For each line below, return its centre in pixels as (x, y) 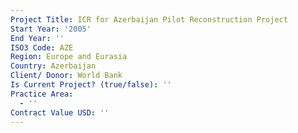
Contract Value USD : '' (60, 112)
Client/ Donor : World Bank (66, 76)
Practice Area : (42, 94)
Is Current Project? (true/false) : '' (91, 85)
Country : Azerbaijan (53, 66)
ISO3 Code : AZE (42, 47)
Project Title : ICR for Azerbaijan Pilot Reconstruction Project (149, 19)
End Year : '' (37, 38)
